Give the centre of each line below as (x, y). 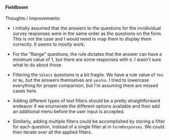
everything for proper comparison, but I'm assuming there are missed (85, 86)
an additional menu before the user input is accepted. (69, 112)
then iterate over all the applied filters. (52, 132)
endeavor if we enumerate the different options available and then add (86, 106)
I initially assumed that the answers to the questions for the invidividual (87, 28)
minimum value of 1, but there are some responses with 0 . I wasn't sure (87, 60)
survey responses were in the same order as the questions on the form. (87, 33)
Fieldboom (17, 7)
